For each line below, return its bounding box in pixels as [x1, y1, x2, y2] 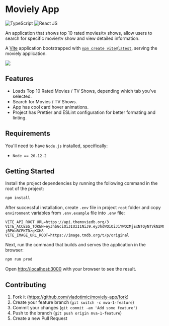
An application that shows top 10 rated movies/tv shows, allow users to [5, 30, 152, 36]
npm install [5, 195, 30, 201]
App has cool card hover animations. [12, 104, 89, 110]
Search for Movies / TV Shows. [12, 98, 77, 104]
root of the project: [5, 185, 44, 192]
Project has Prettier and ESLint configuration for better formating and [12, 109, 156, 115]
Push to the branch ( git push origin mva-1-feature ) [12, 310, 122, 316]
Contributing [5, 281, 46, 289]
